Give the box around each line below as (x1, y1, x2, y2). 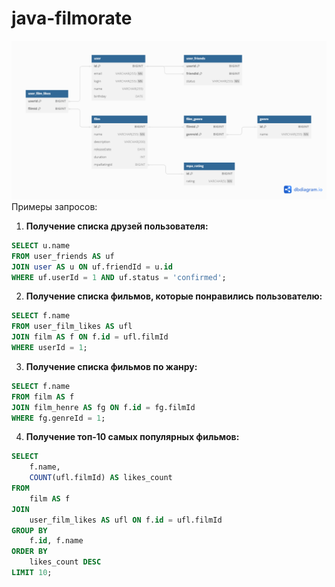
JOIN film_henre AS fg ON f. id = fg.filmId (11, 402, 196, 412)
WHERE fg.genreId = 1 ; (11, 413, 106, 423)
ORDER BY (11, 547, 48, 557)
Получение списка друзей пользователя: (25, 220, 209, 232)
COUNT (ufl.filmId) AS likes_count (29, 473, 173, 483)
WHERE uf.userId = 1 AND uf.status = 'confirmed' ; (11, 272, 227, 282)
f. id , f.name (29, 536, 84, 546)
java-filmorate (11, 7, 133, 30)
